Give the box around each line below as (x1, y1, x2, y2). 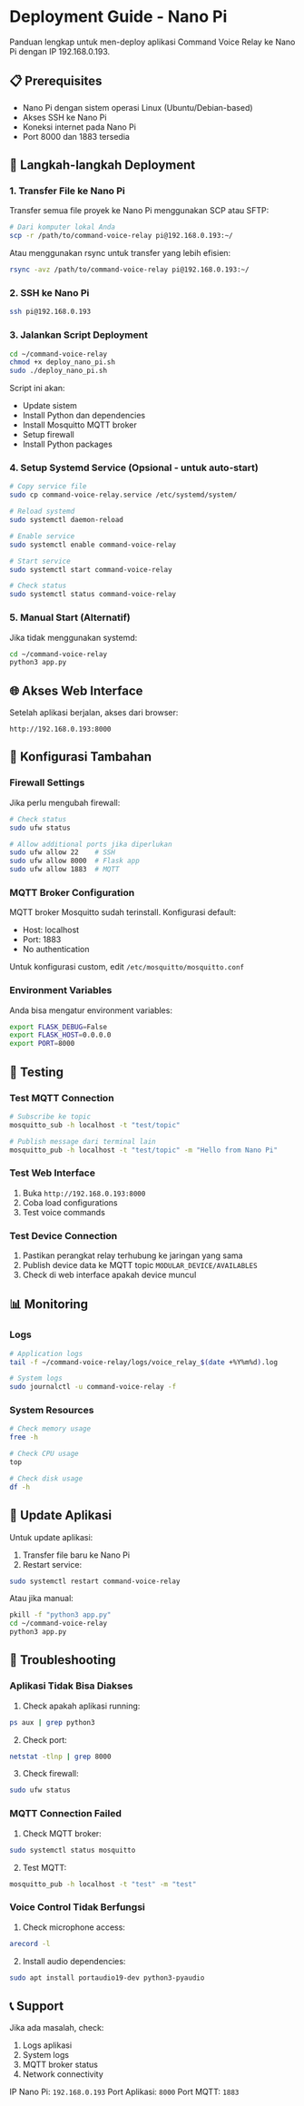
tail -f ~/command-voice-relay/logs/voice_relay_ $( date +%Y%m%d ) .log (9, 1357, 279, 1367)
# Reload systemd (9, 507, 75, 517)
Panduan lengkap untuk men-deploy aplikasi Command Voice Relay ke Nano (9, 36, 296, 47)
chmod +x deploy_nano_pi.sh (9, 358, 116, 367)
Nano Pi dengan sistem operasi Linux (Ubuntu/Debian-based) (22, 102, 253, 113)
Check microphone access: (22, 1922, 125, 1933)
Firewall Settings (9, 776, 85, 789)
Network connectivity (22, 2069, 104, 2080)
